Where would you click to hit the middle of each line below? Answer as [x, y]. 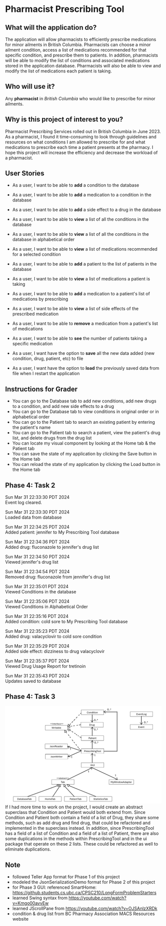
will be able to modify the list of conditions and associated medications [78, 60]
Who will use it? [30, 87]
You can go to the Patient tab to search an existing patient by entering [83, 422]
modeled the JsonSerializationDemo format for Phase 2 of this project [83, 882]
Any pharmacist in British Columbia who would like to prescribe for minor [80, 98]
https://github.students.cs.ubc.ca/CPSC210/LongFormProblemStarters [84, 893]
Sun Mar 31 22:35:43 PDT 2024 [37, 676]
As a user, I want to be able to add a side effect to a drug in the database [86, 210]
